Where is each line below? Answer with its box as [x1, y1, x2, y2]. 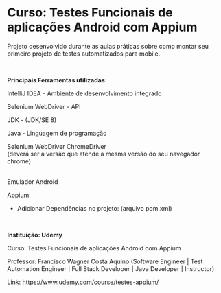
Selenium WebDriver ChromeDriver [7, 142, 106, 150]
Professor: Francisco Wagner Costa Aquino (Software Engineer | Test [7, 257, 203, 266]
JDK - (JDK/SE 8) [7, 115, 57, 124]
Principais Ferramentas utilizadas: [7, 75, 108, 84]
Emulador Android [7, 177, 58, 186]
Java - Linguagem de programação [7, 129, 107, 137]
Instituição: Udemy [7, 231, 63, 239]
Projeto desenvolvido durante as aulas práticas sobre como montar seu [7, 42, 209, 50]
